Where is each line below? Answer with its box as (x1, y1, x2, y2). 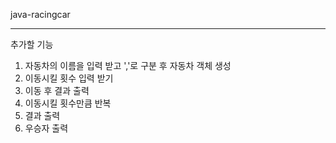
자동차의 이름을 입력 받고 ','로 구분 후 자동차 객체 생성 (24, 60, 232, 71)
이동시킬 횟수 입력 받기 (24, 72, 114, 84)
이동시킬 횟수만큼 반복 (24, 97, 112, 109)
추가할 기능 (10, 39, 54, 50)
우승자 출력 (24, 122, 69, 134)
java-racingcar (10, 9, 71, 20)
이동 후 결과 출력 (24, 85, 90, 96)
